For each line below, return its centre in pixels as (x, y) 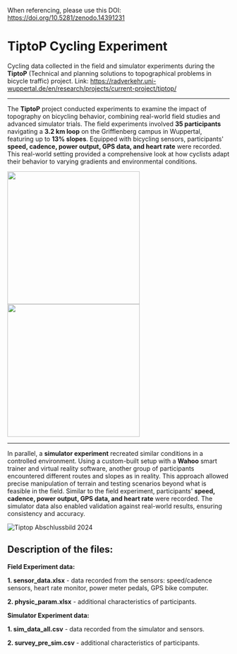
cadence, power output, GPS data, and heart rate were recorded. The (110, 498)
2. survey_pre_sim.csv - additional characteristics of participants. (103, 643)
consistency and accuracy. (47, 513)
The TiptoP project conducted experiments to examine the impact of (107, 108)
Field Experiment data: (41, 566)
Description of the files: (60, 550)
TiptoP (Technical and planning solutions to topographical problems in (109, 73)
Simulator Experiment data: (48, 615)
